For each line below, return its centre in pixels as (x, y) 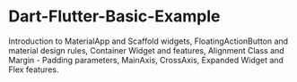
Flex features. (34, 70)
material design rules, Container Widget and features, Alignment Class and (146, 50)
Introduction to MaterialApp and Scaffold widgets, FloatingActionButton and (148, 41)
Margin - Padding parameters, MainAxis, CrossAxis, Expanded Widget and (146, 60)
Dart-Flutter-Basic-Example (114, 16)
